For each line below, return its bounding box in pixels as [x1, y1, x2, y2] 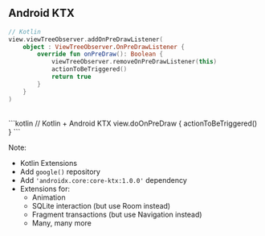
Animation [31, 193, 66, 202]
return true [51, 72, 92, 81]
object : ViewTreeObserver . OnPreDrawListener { [22, 43, 185, 51]
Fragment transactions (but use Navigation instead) [31, 209, 202, 219]
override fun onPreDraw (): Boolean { [37, 50, 163, 59]
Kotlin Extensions [19, 158, 78, 168]
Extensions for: [19, 184, 71, 193]
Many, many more [31, 217, 92, 228]
